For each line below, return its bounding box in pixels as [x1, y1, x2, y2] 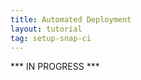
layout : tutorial [10, 24, 83, 34]
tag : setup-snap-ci [10, 33, 92, 43]
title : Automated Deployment [10, 14, 132, 25]
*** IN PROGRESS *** [10, 61, 100, 73]
